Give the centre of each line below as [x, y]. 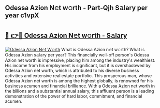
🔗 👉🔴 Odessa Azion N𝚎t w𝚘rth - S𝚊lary [66, 35]
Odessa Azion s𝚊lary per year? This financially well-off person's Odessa [77, 55]
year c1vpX [22, 16]
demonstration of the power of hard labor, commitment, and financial [74, 96]
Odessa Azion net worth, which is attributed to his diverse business [72, 70]
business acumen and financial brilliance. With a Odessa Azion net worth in [80, 86]
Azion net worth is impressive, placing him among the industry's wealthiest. [80, 60]
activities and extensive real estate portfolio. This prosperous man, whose [79, 76]
